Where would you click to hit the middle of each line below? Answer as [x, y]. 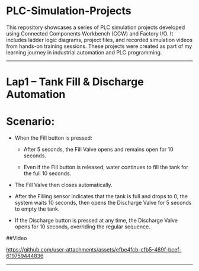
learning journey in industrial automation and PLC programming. [84, 52]
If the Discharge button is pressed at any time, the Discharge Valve [96, 221]
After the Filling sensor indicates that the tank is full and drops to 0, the [101, 196]
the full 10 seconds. [47, 173]
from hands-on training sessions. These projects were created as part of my [99, 46]
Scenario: [31, 122]
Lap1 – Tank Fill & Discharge [75, 82]
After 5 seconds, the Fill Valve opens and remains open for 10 [98, 150]
